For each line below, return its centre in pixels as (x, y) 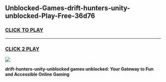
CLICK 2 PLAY (22, 49)
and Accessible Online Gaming (37, 74)
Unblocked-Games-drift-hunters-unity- (68, 8)
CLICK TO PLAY (24, 30)
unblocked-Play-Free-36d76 (50, 16)
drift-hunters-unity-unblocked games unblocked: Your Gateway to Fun (80, 69)
